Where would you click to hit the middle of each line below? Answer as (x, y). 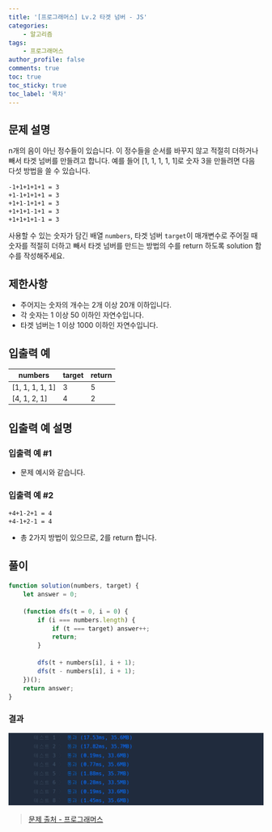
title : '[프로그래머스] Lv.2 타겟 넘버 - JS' (78, 17)
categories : (28, 25)
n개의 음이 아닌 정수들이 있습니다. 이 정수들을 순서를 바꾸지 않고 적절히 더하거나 (134, 151)
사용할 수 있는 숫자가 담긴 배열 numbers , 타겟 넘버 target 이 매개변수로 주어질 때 (133, 236)
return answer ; (49, 688)
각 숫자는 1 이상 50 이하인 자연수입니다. (82, 315)
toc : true (25, 77)
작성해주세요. (44, 256)
